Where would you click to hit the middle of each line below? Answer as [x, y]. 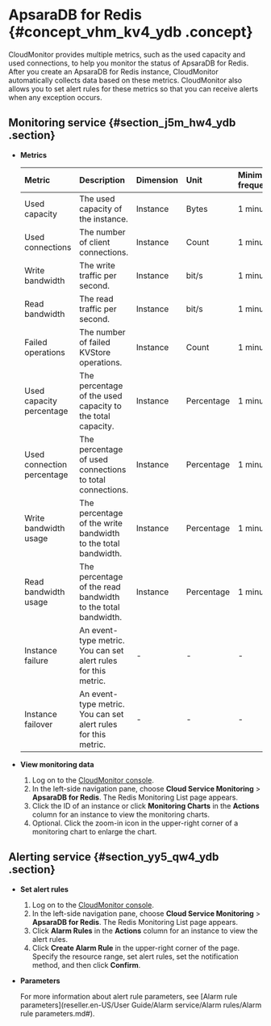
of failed [95, 342]
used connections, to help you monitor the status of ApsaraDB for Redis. [129, 63]
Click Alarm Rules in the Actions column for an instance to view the [145, 931]
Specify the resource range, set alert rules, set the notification [135, 956]
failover [38, 724]
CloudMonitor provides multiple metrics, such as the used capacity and [127, 54]
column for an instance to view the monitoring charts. [121, 814]
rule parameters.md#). [57, 1013]
